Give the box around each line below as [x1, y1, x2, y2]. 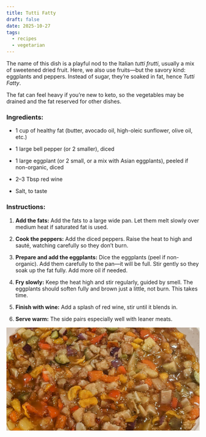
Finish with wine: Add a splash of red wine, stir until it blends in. [15, 303, 178, 311]
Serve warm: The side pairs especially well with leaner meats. [15, 315, 173, 322]
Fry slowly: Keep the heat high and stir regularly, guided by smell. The [15, 278, 193, 286]
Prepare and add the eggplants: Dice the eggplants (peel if [15, 253, 166, 260]
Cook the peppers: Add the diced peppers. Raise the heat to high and [15, 235, 193, 242]
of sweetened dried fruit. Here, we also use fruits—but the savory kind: [6, 66, 186, 74]
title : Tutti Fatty [6, 10, 56, 16]
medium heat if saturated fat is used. [15, 223, 109, 230]
